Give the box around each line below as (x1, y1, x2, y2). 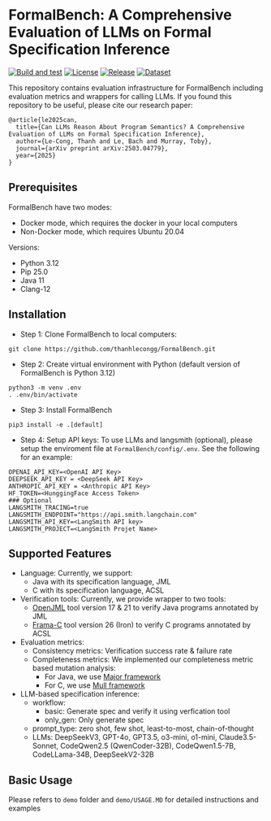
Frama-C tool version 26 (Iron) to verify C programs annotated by (32, 620, 252, 630)
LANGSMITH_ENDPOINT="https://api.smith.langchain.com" (8, 510, 198, 519)
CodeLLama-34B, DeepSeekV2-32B (32, 749, 154, 759)
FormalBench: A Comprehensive (8, 6, 233, 24)
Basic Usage (8, 773, 73, 787)
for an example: (19, 452, 73, 462)
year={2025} (15, 151, 57, 159)
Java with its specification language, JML (32, 577, 171, 587)
